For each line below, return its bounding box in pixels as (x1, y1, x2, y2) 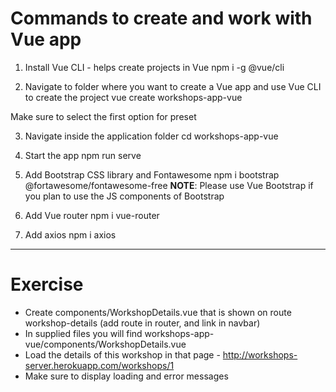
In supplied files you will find (24, 327, 143, 339)
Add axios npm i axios (24, 228, 117, 241)
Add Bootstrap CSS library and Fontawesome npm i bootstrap (24, 168, 280, 181)
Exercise (10, 273, 84, 296)
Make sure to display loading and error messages (24, 370, 229, 382)
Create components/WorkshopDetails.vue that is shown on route (24, 306, 292, 318)
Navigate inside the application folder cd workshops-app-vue (24, 130, 279, 142)
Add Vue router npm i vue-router (24, 209, 160, 221)
